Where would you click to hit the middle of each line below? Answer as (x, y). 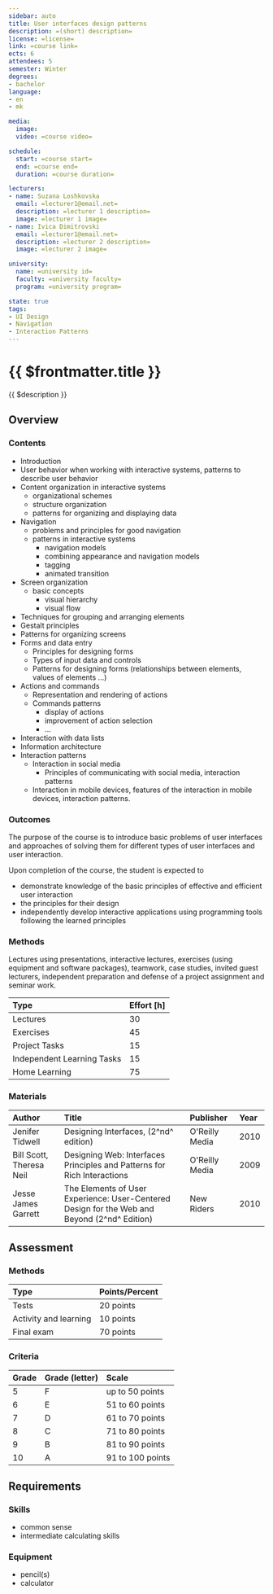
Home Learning (42, 1072)
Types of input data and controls (87, 659)
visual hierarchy (71, 599)
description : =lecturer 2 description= (83, 242)
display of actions (74, 712)
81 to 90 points (135, 1444)
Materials (28, 1097)
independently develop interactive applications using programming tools (141, 912)
